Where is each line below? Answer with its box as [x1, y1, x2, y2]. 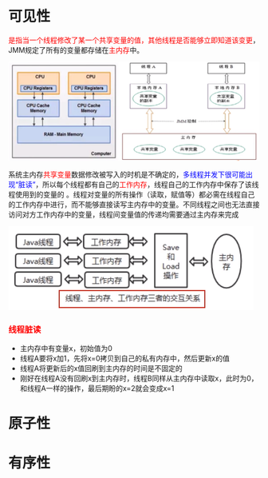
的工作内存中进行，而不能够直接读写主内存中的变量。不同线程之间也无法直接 [8, 199, 260, 209]
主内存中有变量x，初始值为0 [19, 344, 113, 353]
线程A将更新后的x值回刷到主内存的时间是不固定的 [19, 364, 183, 373]
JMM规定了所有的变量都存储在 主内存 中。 [8, 45, 144, 54]
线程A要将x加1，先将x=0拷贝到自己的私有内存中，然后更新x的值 [19, 353, 230, 364]
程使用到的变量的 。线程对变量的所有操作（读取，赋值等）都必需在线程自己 [8, 189, 255, 199]
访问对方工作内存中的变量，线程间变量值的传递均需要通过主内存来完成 [8, 209, 239, 219]
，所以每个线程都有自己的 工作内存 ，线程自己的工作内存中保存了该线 [35, 179, 259, 189]
